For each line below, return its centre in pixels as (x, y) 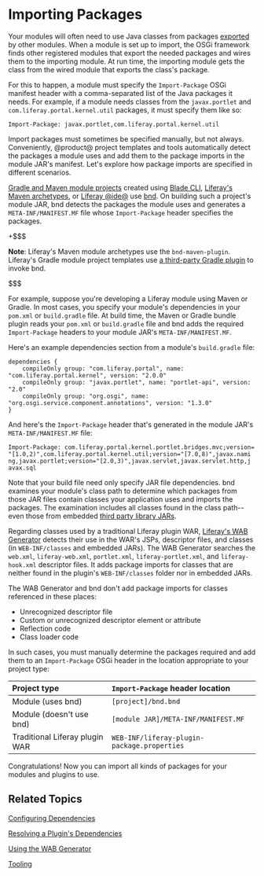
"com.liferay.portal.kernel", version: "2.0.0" (88, 375)
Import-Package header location (170, 688)
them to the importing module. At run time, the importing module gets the (126, 61)
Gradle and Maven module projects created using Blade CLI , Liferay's (121, 187)
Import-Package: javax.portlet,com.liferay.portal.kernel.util (114, 124)
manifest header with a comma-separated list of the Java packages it (121, 93)
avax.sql (22, 468)
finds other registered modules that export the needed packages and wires (130, 53)
